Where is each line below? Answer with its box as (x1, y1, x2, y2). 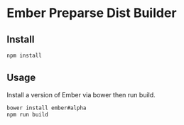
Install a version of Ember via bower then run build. (6, 90, 156, 99)
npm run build (6, 111, 49, 118)
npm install (6, 52, 42, 59)
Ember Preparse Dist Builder (6, 5, 177, 21)
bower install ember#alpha (6, 104, 87, 112)
